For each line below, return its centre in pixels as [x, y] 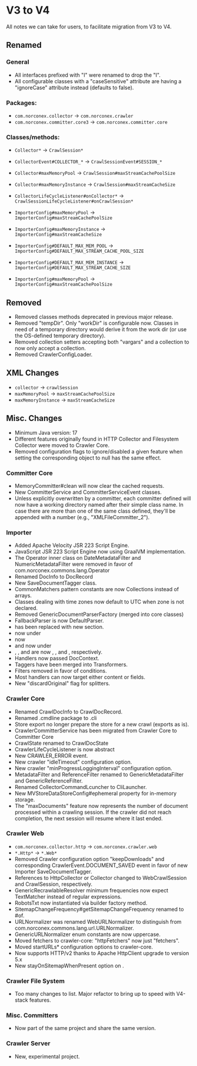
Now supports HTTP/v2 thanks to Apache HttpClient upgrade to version [102, 953]
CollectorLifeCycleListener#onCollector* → [69, 196]
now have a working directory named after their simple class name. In [99, 504]
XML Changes [33, 373]
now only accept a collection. [50, 348]
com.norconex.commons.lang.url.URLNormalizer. [74, 928]
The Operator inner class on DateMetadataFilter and [78, 558]
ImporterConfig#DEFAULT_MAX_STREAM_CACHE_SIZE [73, 268]
